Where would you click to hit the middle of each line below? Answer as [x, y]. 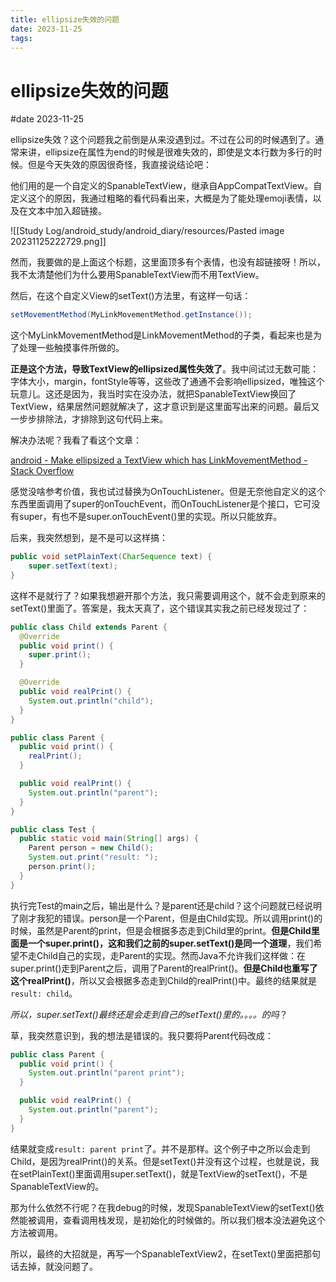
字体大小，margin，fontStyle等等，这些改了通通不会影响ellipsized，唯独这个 [167, 382]
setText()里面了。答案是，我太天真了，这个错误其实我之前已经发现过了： [160, 608]
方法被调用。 [36, 1232]
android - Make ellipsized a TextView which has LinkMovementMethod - [159, 460]
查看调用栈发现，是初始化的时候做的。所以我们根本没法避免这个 [194, 1220]
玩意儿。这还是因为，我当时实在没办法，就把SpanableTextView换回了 [153, 394]
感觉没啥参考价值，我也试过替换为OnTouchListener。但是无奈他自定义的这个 [168, 492]
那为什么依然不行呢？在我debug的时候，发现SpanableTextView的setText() [163, 1207]
